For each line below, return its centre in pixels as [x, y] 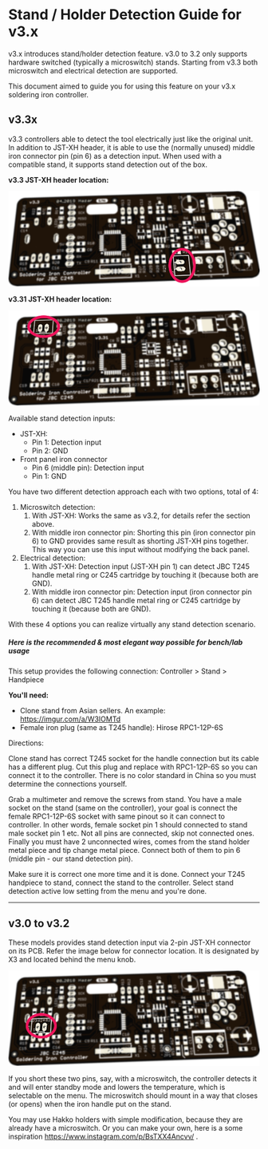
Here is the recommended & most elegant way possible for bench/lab [126, 642]
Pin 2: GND [50, 450]
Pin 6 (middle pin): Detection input [88, 468]
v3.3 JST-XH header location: [59, 180]
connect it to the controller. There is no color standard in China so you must [132, 775]
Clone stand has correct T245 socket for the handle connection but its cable [134, 758]
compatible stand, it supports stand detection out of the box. [108, 164]
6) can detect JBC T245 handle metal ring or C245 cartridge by [136, 600]
